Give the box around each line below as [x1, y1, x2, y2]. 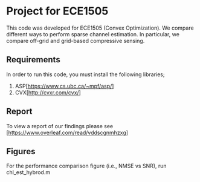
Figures [6, 146, 36, 157]
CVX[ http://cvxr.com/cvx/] [15, 89, 82, 96]
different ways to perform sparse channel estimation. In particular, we [6, 30, 180, 37]
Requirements [6, 54, 60, 65]
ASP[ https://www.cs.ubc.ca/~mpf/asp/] [15, 82, 114, 89]
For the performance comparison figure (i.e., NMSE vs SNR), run [6, 162, 167, 170]
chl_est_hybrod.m [6, 169, 50, 176]
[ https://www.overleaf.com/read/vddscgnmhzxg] [6, 129, 129, 136]
